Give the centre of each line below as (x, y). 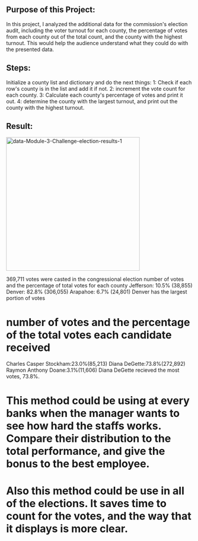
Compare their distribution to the (89, 438)
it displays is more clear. (67, 529)
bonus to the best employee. (78, 464)
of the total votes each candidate (89, 335)
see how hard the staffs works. (84, 425)
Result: (20, 126)
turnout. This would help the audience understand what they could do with (97, 43)
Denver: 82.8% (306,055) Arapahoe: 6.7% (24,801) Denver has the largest (97, 292)
